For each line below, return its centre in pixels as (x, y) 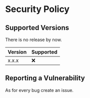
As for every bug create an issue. (39, 90)
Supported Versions (37, 28)
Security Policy (37, 9)
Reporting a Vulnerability (45, 78)
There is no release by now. (34, 39)
